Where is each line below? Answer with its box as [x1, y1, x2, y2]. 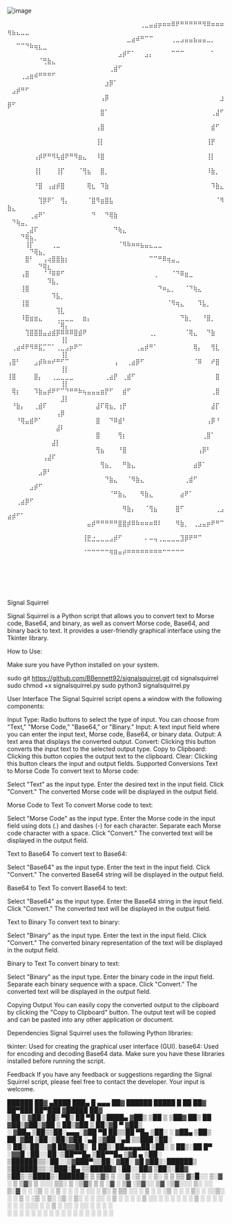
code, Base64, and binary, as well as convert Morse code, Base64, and [7, 619, 210, 627]
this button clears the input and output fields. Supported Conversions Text [7, 760, 218, 767]
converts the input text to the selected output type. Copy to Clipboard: [7, 745, 207, 753]
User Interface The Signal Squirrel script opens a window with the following [7, 695, 222, 702]
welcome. [7, 1085, 35, 1093]
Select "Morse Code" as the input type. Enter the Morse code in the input [7, 814, 215, 822]
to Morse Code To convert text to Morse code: [7, 767, 139, 775]
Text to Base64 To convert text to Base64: [7, 850, 128, 858]
